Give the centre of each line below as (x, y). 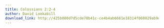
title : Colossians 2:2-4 (30, 9)
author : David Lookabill (30, 14)
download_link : (20, 18)
